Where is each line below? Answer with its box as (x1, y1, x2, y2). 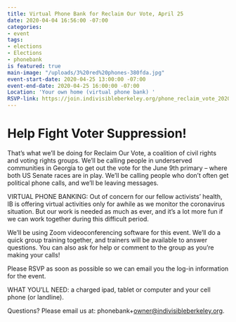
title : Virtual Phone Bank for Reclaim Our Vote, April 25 (7, 10, 184, 18)
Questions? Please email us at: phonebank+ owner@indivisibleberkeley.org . (7, 307, 225, 315)
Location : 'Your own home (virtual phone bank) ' (7, 89, 156, 96)
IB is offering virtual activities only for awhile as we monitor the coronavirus (7, 200, 225, 208)
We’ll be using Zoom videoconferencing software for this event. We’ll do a (7, 228, 221, 236)
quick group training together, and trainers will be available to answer (7, 236, 208, 244)
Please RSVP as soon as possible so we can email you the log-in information (7, 264, 229, 273)
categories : (7, 23, 42, 30)
